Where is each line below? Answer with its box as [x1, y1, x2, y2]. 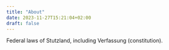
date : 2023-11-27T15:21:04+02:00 [6, 15, 92, 21]
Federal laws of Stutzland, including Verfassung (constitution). [6, 37, 163, 45]
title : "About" [6, 9, 45, 15]
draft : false [6, 20, 40, 26]
